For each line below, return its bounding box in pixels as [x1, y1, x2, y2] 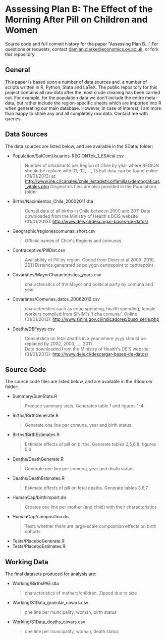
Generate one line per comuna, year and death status [24, 466, 134, 472]
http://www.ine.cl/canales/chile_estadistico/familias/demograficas [24, 178, 160, 184]
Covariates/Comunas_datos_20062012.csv [12, 296, 100, 302]
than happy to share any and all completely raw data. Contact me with [5, 110, 148, 116]
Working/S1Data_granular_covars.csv [12, 600, 89, 606]
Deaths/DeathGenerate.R [12, 456, 64, 462]
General [5, 66, 31, 74]
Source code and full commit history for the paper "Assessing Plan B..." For [5, 41, 159, 47]
